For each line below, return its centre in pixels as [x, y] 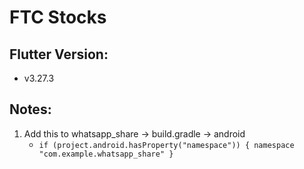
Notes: [30, 109]
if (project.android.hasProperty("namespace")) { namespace [166, 145]
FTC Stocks [58, 17]
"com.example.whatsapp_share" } [106, 154]
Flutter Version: [59, 54]
